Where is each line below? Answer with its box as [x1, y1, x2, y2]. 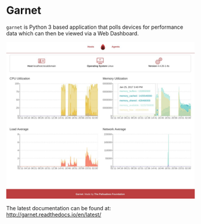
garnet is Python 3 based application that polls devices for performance [6, 23, 184, 31]
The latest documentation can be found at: [6, 205, 111, 212]
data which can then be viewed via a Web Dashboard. [6, 29, 139, 37]
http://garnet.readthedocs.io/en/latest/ [6, 211, 102, 219]
